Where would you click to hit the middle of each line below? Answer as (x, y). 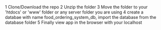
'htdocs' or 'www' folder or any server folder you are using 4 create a (74, 12)
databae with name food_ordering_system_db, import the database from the (80, 17)
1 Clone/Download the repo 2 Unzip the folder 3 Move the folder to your (76, 7)
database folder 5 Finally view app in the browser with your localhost (74, 22)
